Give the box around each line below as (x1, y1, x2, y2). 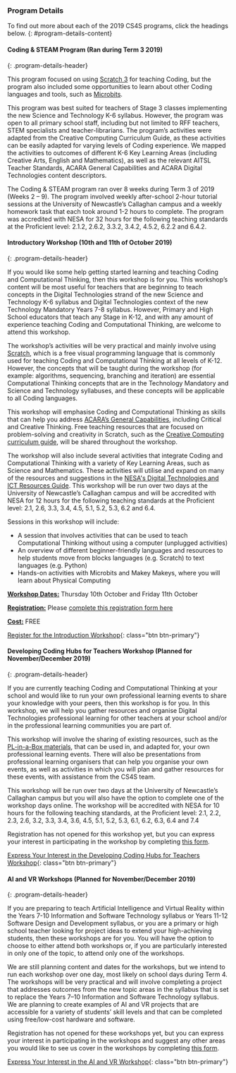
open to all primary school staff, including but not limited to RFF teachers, (7, 119, 221, 127)
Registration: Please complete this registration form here (7, 603, 173, 612)
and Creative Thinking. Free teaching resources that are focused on (7, 422, 204, 431)
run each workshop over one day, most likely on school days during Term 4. (7, 970, 228, 979)
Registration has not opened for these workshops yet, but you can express (7, 1029, 224, 1038)
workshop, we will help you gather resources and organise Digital (7, 706, 197, 714)
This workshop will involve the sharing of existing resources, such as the (7, 735, 218, 743)
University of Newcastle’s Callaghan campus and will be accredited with (7, 488, 216, 497)
